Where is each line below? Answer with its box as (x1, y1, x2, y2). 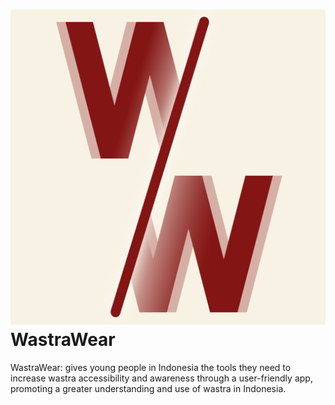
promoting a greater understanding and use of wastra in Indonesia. (10, 382, 287, 394)
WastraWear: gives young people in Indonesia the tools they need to (10, 361, 292, 373)
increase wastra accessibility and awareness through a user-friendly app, (10, 372, 313, 384)
